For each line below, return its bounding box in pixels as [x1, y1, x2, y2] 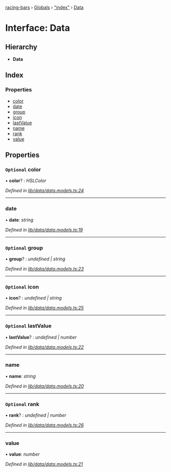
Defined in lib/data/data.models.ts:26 [5, 422, 84, 429]
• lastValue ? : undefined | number [5, 334, 77, 340]
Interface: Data [5, 23, 70, 34]
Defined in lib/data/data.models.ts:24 [5, 188, 84, 194]
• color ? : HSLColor [5, 177, 47, 184]
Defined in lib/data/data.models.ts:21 [5, 461, 83, 467]
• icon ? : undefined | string [5, 295, 62, 301]
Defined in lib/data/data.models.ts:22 [5, 344, 84, 350]
